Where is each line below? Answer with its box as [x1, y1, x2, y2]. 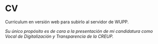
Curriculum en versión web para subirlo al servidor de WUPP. [5, 19, 129, 25]
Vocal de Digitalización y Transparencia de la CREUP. [5, 33, 114, 39]
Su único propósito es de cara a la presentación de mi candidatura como [5, 28, 153, 34]
